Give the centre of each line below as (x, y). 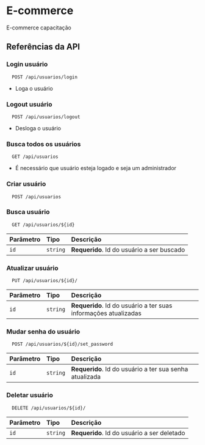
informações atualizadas (106, 313)
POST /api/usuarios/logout (46, 117)
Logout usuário (29, 104)
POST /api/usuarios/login (45, 77)
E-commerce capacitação (39, 28)
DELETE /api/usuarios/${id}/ (49, 408)
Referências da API (43, 47)
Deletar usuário (30, 395)
